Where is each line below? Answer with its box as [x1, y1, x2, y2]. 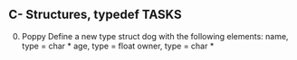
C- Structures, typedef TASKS [8, 7, 182, 22]
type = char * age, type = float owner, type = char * [21, 40, 215, 51]
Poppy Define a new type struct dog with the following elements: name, [21, 30, 289, 41]
